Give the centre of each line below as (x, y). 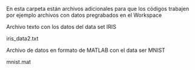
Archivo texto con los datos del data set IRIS (61, 27)
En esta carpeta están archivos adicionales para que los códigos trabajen (98, 9)
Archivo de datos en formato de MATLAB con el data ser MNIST (86, 50)
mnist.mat (19, 62)
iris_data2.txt (22, 38)
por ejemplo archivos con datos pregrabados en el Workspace (84, 15)
